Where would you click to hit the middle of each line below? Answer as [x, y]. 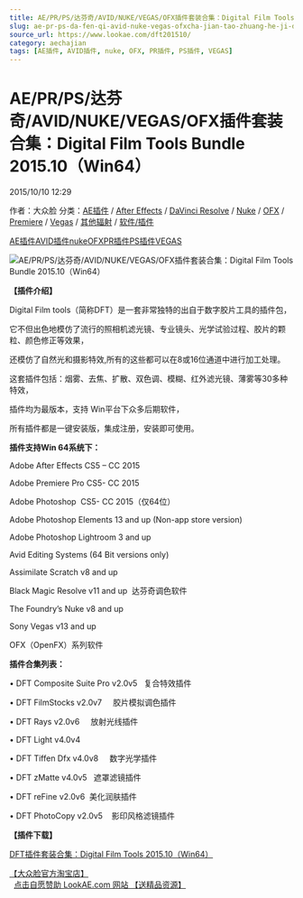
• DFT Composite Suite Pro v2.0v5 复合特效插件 [101, 683]
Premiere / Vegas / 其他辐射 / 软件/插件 [82, 222]
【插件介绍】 [33, 291]
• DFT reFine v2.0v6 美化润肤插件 [73, 797]
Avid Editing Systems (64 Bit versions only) [89, 555]
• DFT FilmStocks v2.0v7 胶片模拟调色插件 [93, 703]
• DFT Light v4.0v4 [45, 740]
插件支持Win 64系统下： [55, 448]
